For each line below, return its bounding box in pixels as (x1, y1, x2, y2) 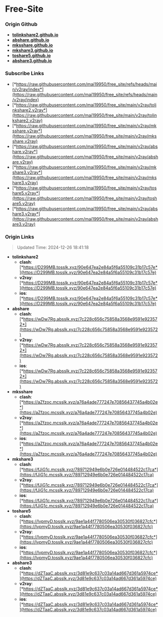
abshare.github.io (12, 37, 50, 43)
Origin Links (5, 233, 35, 240)
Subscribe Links (5, 70, 44, 77)
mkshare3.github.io (12, 47, 54, 53)
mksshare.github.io (12, 42, 53, 48)
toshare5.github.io (12, 53, 51, 59)
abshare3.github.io (12, 58, 52, 64)
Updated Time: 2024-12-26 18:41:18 (17, 245, 89, 250)
